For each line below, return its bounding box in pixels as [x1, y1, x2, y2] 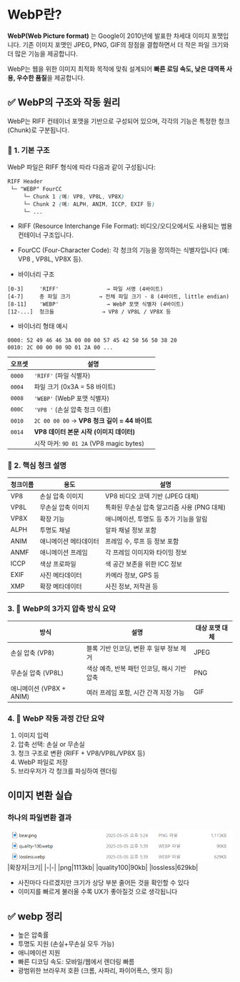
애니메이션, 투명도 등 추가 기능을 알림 [105, 514, 208, 523]
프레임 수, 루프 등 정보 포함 [105, 537, 179, 546]
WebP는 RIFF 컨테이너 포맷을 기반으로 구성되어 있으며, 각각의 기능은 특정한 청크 [7, 116, 230, 125]
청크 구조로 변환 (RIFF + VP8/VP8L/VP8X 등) [17, 749, 146, 758]
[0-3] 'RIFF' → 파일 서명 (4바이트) [7, 286, 164, 293]
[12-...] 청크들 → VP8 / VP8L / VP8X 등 [7, 309, 171, 316]
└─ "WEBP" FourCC [10, 185, 62, 193]
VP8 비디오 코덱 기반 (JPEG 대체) [105, 492, 199, 501]
